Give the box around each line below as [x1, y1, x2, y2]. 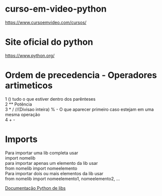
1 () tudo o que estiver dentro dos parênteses [5, 96, 96, 102]
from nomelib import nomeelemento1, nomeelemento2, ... [5, 176, 121, 181]
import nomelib [5, 155, 36, 161]
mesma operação [5, 111, 40, 117]
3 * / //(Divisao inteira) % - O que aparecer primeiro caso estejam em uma [5, 106, 154, 112]
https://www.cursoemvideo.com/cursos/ [5, 19, 87, 25]
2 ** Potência [5, 101, 32, 107]
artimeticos [5, 80, 53, 91]
